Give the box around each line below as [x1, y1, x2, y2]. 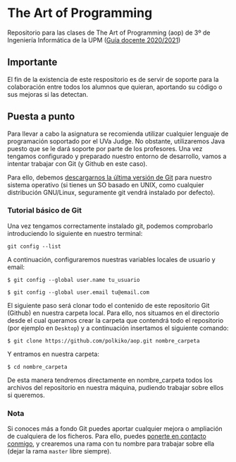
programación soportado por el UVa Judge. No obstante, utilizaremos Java [7, 136, 225, 146]
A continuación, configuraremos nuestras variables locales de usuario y [7, 255, 216, 263]
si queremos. [7, 391, 46, 399]
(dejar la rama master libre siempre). [7, 447, 111, 456]
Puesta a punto [7, 111, 75, 123]
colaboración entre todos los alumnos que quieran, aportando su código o [7, 83, 223, 91]
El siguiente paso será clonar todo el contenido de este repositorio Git [7, 301, 210, 309]
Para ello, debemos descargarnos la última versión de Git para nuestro [7, 173, 213, 182]
